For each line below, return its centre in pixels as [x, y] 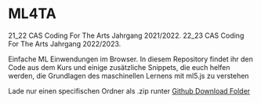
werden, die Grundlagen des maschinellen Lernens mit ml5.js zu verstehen [129, 75]
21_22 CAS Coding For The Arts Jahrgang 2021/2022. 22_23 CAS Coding [126, 35]
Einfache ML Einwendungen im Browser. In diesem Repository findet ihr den [130, 59]
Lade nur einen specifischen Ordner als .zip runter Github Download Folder [129, 90]
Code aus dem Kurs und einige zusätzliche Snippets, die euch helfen [119, 67]
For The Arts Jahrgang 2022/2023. [65, 43]
